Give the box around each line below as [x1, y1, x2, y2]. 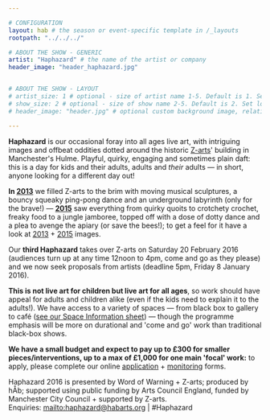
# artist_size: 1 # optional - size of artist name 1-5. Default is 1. [8, 93, 253, 101]
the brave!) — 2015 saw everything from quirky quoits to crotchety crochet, [8, 203, 259, 213]
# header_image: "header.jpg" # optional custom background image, [8, 107, 239, 115]
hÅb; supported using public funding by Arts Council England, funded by [8, 385, 249, 395]
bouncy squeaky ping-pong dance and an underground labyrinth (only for [8, 195, 253, 204]
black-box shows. [8, 328, 67, 338]
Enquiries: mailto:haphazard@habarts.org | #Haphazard [8, 402, 193, 412]
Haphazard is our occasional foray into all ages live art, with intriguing [8, 136, 241, 146]
